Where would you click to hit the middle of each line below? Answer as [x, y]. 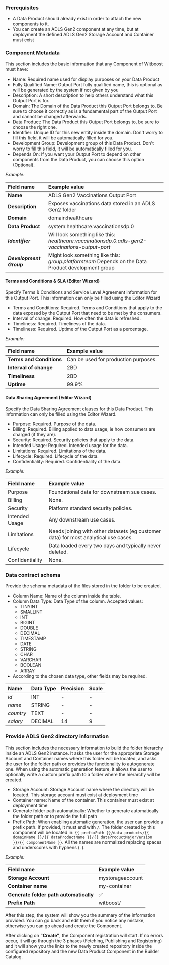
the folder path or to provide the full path [55, 816]
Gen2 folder [62, 209]
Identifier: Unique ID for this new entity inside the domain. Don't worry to [88, 132]
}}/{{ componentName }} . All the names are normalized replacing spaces [87, 842]
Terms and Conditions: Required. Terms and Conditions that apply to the [87, 307]
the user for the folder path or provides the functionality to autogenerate [80, 764]
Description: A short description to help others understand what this [83, 95]
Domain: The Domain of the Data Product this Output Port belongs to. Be [88, 106]
